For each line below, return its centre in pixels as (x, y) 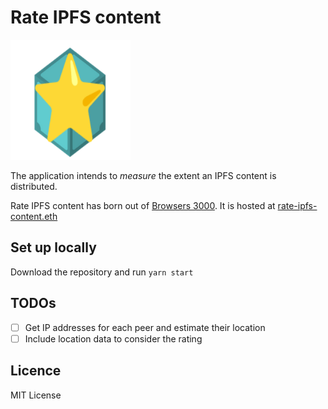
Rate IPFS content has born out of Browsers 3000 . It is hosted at (143, 205)
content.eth (34, 216)
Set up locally (53, 247)
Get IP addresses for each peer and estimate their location (145, 327)
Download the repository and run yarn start (102, 272)
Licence (36, 371)
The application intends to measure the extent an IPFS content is (143, 175)
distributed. (34, 186)
